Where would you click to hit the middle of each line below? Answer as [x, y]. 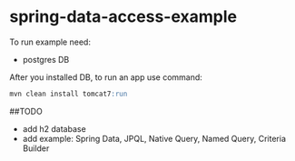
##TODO [26, 111]
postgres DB [46, 59]
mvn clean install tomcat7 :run [69, 94]
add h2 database [54, 128]
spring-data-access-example [123, 17]
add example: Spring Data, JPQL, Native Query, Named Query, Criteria [154, 138]
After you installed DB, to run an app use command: [106, 77]
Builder [36, 148]
